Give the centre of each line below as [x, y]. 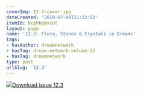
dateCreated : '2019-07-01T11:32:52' [52, 17]
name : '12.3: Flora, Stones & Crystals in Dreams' [71, 34]
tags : [13, 40]
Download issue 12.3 [38, 85]
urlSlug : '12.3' [27, 67]
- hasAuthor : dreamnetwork [40, 46]
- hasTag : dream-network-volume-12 [51, 51]
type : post [20, 62]
